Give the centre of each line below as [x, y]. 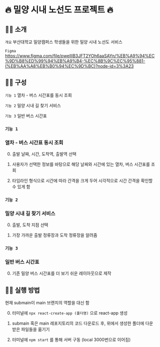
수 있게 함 [21, 187]
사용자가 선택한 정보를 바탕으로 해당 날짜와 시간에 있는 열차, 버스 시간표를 [81, 164]
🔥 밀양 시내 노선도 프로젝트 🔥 [59, 10]
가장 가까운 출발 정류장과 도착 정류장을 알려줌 [55, 235]
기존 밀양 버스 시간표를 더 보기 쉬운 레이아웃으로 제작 [62, 273]
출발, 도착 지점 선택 [30, 225]
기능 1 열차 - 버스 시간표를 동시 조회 [38, 95]
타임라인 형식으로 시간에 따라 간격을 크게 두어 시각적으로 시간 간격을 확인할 [82, 181]
